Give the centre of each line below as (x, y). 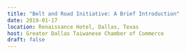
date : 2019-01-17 (33, 20)
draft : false (26, 40)
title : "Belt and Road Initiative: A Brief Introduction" (93, 14)
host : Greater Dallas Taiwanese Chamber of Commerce (86, 33)
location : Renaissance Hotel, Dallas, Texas (73, 27)
